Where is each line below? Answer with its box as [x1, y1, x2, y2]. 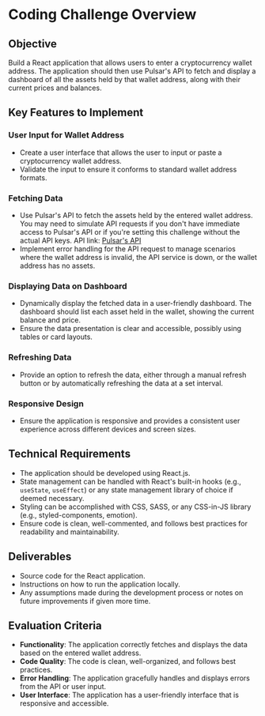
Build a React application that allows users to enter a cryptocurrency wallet [8, 58, 252, 67]
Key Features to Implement [8, 106, 144, 119]
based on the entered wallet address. [19, 648, 142, 658]
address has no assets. [19, 261, 96, 270]
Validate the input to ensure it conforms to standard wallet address [19, 164, 237, 174]
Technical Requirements [8, 447, 131, 461]
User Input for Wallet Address [8, 130, 125, 141]
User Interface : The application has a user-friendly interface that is [19, 690, 240, 700]
